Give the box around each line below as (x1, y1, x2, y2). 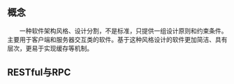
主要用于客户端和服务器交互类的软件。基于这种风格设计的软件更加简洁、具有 (7, 35, 228, 43)
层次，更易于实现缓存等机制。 (7, 44, 93, 52)
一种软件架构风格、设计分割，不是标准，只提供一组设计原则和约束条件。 (19, 27, 228, 35)
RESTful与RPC (7, 66, 71, 78)
